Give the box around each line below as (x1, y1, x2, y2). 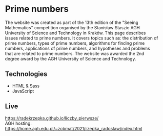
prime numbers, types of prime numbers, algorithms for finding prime (5, 40, 145, 46)
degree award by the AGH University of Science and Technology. (5, 56, 136, 61)
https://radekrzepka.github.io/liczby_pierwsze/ (5, 115, 99, 121)
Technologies (5, 70, 48, 78)
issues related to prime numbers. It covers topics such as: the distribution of (5, 35, 159, 41)
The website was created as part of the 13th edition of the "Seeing (5, 19, 139, 25)
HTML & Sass (12, 83, 40, 89)
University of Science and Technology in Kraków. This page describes (5, 30, 146, 36)
